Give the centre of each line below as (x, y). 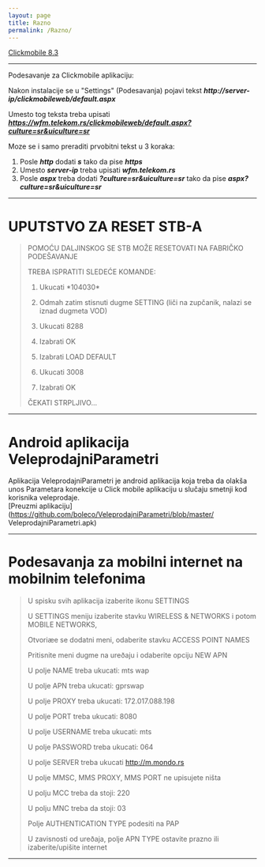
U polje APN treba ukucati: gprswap (86, 686)
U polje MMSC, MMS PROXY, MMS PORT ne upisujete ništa (124, 778)
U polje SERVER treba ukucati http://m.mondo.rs (106, 763)
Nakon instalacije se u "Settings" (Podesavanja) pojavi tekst (105, 91)
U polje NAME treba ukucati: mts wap (88, 671)
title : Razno (30, 23)
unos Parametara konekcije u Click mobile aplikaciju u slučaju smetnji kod (127, 489)
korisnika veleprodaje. (44, 498)
